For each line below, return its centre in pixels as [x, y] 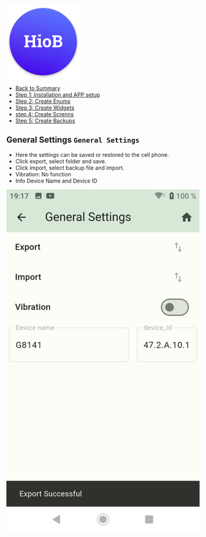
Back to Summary [38, 88]
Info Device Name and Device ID [56, 181]
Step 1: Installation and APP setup [57, 95]
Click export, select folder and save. [61, 161]
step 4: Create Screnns [44, 114]
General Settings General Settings [73, 140]
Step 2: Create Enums [43, 101]
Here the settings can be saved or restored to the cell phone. [92, 154]
